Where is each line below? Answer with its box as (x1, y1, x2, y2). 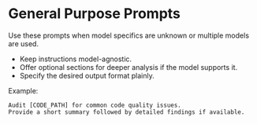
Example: (8, 86, 39, 95)
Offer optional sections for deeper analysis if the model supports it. (19, 62, 238, 71)
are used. (8, 38, 39, 48)
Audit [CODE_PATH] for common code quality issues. (8, 101, 181, 109)
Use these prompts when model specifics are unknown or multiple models (8, 31, 250, 40)
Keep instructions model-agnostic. (19, 54, 132, 64)
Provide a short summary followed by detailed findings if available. (8, 108, 245, 116)
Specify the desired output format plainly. (19, 71, 155, 80)
